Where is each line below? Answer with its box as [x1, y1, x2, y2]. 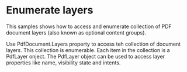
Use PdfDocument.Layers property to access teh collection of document [6, 40, 181, 47]
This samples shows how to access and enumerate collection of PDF [6, 23, 172, 30]
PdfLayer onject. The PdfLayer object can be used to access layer [6, 53, 165, 60]
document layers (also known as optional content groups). [6, 29, 147, 36]
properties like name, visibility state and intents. [6, 59, 121, 66]
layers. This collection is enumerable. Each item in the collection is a [6, 46, 171, 53]
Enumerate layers [6, 4, 93, 17]
